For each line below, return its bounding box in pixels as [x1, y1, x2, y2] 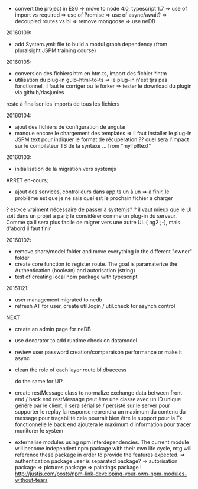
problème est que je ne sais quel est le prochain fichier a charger [14, 195, 173, 201]
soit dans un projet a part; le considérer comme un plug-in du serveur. [6, 212, 177, 219]
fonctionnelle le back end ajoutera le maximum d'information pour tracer [14, 421, 191, 428]
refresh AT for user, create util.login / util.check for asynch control [14, 303, 176, 309]
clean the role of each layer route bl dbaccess [14, 366, 127, 373]
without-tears [14, 477, 48, 483]
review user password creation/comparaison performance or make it [14, 348, 182, 355]
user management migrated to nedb [14, 296, 102, 303]
